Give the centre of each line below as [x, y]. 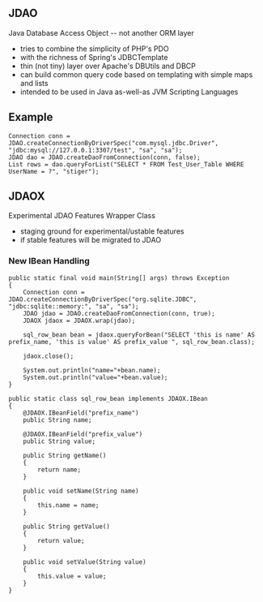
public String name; [57, 420]
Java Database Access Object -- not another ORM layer [101, 32]
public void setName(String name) [81, 491]
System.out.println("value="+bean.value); [95, 377]
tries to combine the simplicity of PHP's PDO [94, 49]
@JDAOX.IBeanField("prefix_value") [83, 434]
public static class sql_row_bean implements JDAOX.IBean [108, 398]
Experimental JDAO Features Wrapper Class [82, 216]
